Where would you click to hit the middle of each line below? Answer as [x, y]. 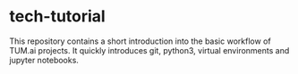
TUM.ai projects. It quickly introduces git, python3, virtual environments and [149, 50]
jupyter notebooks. [44, 60]
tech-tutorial [57, 16]
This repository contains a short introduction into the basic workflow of [140, 41]
